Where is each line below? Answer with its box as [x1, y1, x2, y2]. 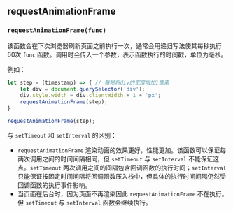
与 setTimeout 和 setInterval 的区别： [7, 131, 118, 139]
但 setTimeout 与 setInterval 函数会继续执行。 [17, 198, 152, 207]
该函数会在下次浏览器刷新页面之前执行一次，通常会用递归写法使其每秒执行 [7, 41, 222, 50]
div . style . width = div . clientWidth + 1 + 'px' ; [20, 92, 161, 99]
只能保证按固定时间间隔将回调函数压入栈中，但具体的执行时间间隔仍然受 [17, 172, 226, 180]
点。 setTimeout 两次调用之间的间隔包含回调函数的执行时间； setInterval [17, 163, 227, 172]
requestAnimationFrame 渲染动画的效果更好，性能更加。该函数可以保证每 [17, 146, 227, 154]
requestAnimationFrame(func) [7, 27, 107, 34]
